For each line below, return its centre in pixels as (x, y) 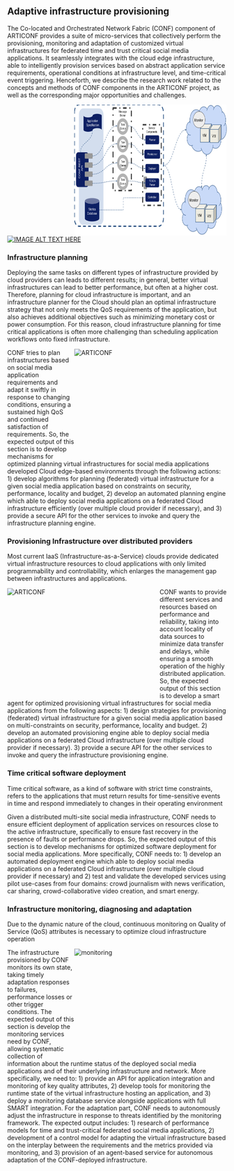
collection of (25, 1056)
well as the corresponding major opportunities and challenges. (97, 95)
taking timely (26, 975)
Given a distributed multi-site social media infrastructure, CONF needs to (112, 817)
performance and (185, 614)
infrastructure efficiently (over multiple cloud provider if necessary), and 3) (115, 508)
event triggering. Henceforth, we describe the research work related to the (114, 80)
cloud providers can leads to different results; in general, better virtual (108, 280)
